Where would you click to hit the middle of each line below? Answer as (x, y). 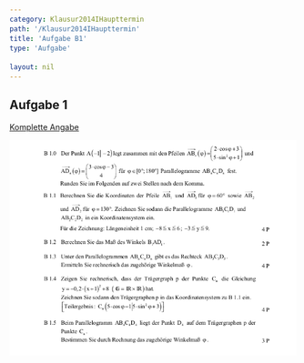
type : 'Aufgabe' (40, 48)
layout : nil (32, 67)
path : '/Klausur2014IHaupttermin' (75, 29)
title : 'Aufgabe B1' (49, 38)
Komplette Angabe (44, 126)
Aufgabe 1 (39, 105)
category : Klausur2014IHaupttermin (77, 19)
